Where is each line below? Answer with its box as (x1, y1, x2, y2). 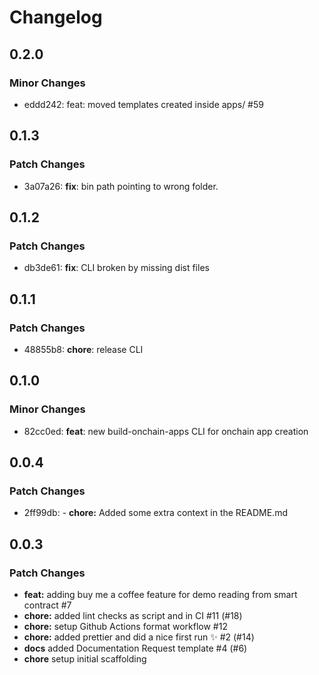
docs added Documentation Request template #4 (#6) (23, 642, 248, 654)
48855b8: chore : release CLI (23, 343, 144, 355)
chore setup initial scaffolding (23, 653, 147, 665)
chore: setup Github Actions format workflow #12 (23, 621, 228, 632)
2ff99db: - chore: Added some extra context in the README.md (23, 507, 288, 519)
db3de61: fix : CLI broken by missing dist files (23, 262, 210, 274)
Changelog (9, 6, 103, 29)
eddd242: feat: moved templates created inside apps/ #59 (23, 98, 264, 110)
